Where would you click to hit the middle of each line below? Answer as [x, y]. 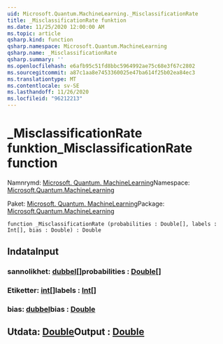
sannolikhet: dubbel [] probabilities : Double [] [84, 272]
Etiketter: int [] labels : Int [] [52, 291]
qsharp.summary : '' [36, 60]
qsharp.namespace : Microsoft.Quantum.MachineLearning [87, 46]
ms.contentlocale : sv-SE [43, 86]
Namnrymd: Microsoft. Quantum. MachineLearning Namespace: [99, 183]
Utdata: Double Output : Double [76, 332]
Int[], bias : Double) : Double [54, 230]
